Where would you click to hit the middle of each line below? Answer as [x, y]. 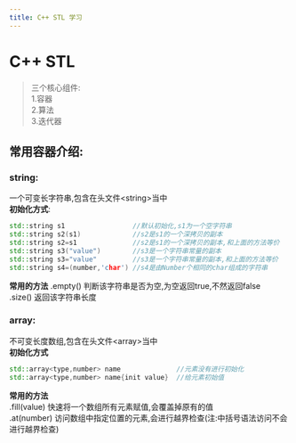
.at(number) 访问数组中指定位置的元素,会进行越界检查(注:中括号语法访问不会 [148, 418]
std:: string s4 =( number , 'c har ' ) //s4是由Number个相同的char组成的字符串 [139, 267]
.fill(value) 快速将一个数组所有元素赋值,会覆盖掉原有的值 [111, 406]
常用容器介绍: [47, 151]
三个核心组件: [56, 87]
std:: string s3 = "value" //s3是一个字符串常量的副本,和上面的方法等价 [144, 259]
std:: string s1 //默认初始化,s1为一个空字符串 [121, 226]
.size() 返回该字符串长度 [53, 297]
